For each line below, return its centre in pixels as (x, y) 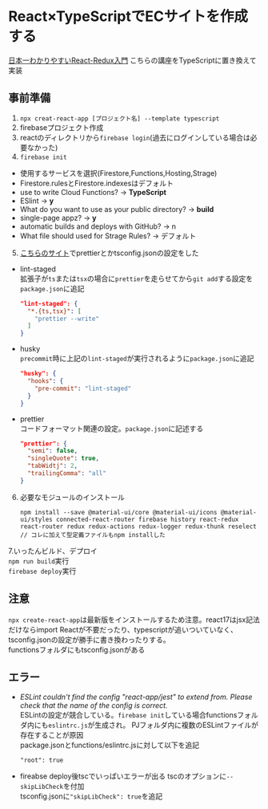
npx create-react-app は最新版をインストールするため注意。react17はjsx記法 (134, 620)
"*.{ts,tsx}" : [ (54, 311)
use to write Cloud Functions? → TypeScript (93, 192)
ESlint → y (37, 201)
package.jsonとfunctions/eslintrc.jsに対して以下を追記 (110, 745)
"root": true (42, 760)
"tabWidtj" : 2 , (53, 466)
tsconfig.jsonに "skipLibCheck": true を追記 (91, 796)
